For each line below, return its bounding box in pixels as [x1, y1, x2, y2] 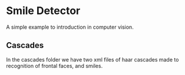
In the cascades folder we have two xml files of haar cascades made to [6, 56, 179, 63]
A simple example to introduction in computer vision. [6, 23, 134, 30]
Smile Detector [6, 4, 81, 18]
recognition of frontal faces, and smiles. [6, 62, 103, 69]
